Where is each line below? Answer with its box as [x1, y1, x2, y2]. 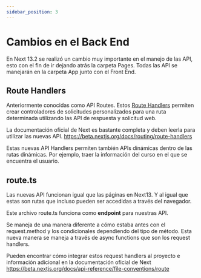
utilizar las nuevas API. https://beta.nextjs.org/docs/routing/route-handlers [6, 133, 193, 140]
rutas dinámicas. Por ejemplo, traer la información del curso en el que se [6, 151, 188, 158]
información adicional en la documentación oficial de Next [6, 259, 151, 266]
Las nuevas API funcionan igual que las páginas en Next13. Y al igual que [6, 191, 189, 198]
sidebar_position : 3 [6, 8, 59, 15]
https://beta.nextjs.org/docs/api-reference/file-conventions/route [6, 265, 170, 273]
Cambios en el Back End [6, 35, 130, 49]
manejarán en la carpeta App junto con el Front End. [6, 68, 136, 75]
